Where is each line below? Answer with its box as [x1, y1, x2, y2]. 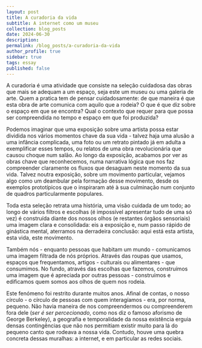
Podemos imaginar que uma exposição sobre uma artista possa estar [6, 125, 179, 133]
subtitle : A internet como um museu [6, 20, 99, 26]
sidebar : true [6, 54, 42, 60]
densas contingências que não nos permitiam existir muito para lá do [6, 322, 178, 329]
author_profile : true [6, 49, 61, 55]
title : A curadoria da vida [6, 15, 77, 21]
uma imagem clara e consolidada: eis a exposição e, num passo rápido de [6, 221, 191, 229]
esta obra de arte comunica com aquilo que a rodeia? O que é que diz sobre [6, 101, 196, 109]
